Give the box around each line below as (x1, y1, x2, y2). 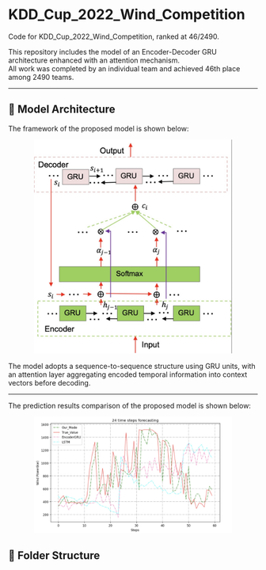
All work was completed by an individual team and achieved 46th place (8, 63, 241, 73)
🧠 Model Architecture (8, 103, 116, 116)
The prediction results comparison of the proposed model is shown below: (8, 401, 252, 410)
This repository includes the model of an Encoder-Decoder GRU (8, 47, 218, 56)
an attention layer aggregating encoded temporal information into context (8, 370, 248, 379)
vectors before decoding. (8, 378, 91, 387)
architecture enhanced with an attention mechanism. (8, 55, 180, 65)
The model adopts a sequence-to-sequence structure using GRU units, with (8, 361, 256, 370)
